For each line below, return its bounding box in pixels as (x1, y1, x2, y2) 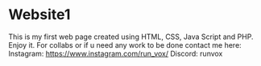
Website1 (8, 6, 71, 24)
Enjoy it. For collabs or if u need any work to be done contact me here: (8, 40, 242, 49)
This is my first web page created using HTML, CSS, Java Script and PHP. (8, 32, 254, 41)
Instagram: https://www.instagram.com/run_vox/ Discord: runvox (8, 49, 223, 58)
